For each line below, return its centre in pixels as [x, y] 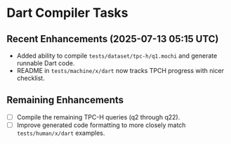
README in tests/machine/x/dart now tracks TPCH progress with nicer [120, 71]
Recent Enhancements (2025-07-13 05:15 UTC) [113, 39]
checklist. [31, 78]
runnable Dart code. [46, 63]
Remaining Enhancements [65, 100]
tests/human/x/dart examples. [61, 133]
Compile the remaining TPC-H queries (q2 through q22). [98, 117]
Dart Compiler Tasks [67, 13]
